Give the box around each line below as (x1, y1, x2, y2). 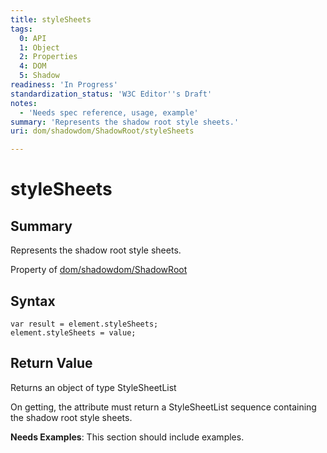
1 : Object (19, 42, 60, 53)
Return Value (10, 355, 93, 372)
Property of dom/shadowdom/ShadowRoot (10, 264, 188, 276)
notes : (10, 98, 38, 108)
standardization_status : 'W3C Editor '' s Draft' (10, 89, 213, 99)
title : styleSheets (10, 14, 92, 25)
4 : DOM (19, 61, 47, 71)
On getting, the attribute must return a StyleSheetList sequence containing (10, 401, 317, 413)
